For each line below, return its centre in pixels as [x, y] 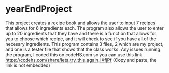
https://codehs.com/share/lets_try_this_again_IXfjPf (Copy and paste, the [81, 60]
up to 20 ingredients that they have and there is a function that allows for [81, 33]
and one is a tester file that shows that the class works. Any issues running [83, 49]
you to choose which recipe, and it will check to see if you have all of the [81, 39]
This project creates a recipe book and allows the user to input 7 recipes [80, 23]
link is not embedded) [28, 65]
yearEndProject [39, 9]
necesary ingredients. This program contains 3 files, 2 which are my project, [84, 44]
